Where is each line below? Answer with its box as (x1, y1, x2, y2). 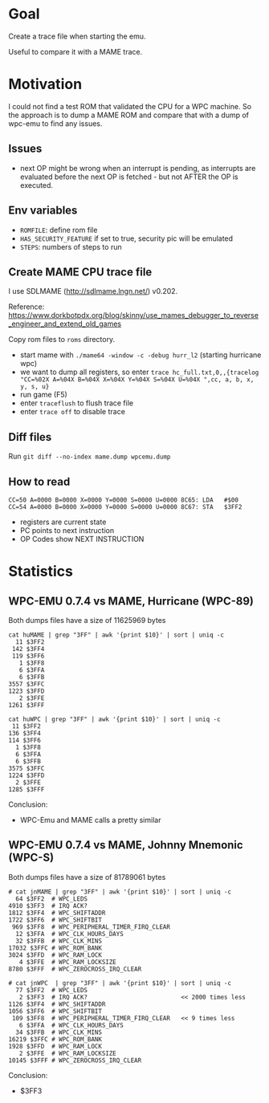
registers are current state (19, 517, 107, 527)
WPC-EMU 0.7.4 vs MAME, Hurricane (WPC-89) (8, 594, 255, 608)
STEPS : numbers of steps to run (19, 242, 122, 251)
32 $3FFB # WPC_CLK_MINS (15, 937, 103, 945)
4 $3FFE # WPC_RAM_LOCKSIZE (18, 958, 116, 966)
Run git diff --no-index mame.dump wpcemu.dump (8, 451, 171, 462)
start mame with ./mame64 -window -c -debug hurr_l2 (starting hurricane (19, 350, 262, 360)
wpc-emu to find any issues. (8, 118, 103, 128)
